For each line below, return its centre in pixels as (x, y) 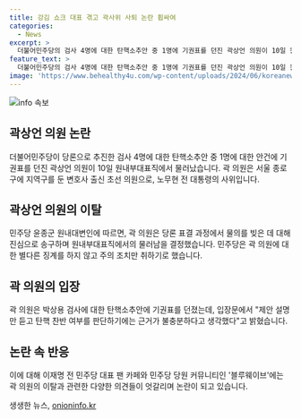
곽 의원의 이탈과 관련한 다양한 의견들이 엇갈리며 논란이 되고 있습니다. (129, 386)
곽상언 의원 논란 (50, 134)
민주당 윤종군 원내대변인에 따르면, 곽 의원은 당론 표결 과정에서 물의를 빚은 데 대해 (150, 233)
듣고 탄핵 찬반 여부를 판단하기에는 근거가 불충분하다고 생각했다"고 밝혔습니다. (153, 321)
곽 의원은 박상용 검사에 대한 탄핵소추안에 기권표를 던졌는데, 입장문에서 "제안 (142, 310)
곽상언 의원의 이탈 (56, 210)
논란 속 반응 (39, 351)
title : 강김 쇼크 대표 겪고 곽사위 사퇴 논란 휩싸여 (93, 17)
